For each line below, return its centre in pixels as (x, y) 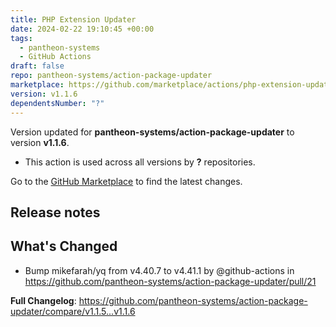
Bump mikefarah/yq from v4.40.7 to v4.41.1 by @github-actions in (159, 270)
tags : (21, 38)
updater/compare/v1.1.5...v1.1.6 (73, 311)
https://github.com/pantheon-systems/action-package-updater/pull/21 (170, 281)
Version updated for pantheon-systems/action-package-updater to (152, 132)
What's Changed (64, 246)
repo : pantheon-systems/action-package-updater (111, 76)
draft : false (37, 66)
